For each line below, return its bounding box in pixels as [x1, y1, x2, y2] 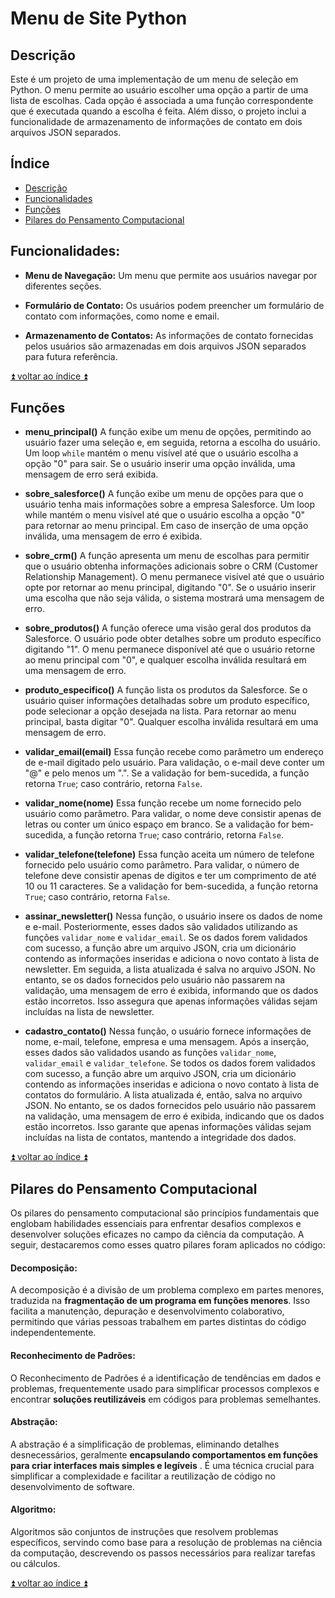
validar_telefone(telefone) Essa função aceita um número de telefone [24, 848, 315, 861]
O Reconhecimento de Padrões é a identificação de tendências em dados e [10, 1372, 322, 1384]
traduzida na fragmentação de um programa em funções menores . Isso [10, 1295, 311, 1307]
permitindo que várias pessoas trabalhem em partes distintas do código [10, 1316, 307, 1328]
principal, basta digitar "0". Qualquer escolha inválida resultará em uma [24, 716, 319, 728]
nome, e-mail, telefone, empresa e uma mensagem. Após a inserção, [24, 1036, 310, 1048]
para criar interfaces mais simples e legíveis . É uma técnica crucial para [10, 1459, 315, 1471]
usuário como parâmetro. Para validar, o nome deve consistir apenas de [24, 808, 322, 820]
